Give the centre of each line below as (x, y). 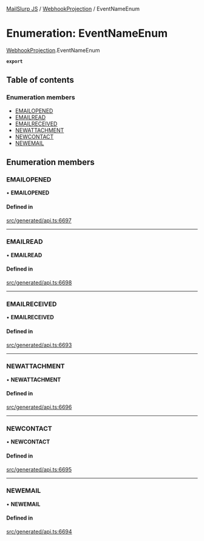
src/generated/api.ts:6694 (39, 532)
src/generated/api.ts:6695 (39, 469)
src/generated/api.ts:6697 (39, 220)
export (15, 61)
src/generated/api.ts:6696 (39, 407)
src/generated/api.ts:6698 (39, 283)
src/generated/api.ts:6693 (39, 345)
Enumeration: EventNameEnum (87, 34)
